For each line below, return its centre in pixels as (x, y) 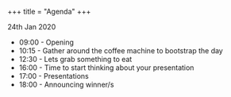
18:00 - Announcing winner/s (66, 84)
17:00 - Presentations (54, 76)
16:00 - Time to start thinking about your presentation (106, 68)
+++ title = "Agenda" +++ (49, 12)
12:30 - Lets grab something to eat (75, 59)
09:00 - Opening (46, 42)
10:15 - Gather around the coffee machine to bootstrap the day (121, 50)
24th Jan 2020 (32, 27)
